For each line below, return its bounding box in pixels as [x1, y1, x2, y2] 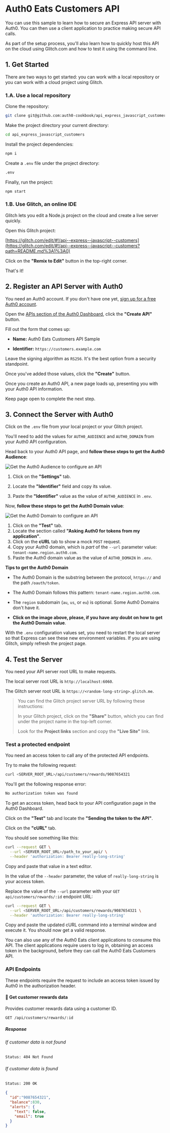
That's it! [5, 268, 24, 274]
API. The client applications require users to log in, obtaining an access [5, 942, 153, 948]
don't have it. [12, 605, 40, 611]
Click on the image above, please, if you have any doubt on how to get [12, 615, 163, 621]
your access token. [5, 878, 45, 884]
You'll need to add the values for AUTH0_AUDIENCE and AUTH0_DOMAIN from [5, 433, 154, 440]
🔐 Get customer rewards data [5, 994, 68, 1000]
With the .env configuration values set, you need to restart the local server [5, 630, 160, 636]
